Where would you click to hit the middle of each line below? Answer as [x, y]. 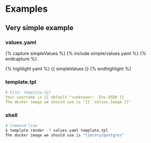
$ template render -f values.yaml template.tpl [57, 130]
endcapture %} [21, 59]
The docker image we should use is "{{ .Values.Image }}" [68, 102]
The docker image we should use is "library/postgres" [65, 135]
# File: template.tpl [28, 92]
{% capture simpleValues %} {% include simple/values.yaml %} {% [76, 53]
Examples [27, 9]
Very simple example [40, 28]
